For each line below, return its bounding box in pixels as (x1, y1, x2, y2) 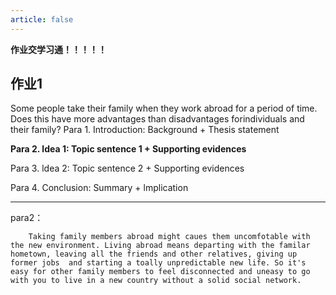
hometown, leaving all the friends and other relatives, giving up (10, 249, 298, 260)
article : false (10, 14, 74, 25)
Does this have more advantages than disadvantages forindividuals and (10, 113, 305, 125)
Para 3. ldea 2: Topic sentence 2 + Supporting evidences (10, 162, 245, 175)
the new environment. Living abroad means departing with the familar (10, 241, 311, 251)
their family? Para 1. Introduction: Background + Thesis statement (10, 124, 280, 136)
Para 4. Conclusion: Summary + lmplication (10, 182, 189, 194)
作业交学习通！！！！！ (10, 43, 107, 55)
